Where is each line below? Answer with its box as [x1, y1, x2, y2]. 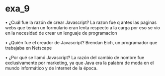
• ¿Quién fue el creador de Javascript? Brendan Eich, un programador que [5, 39, 158, 45]
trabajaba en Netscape [5, 45, 52, 51]
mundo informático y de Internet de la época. [5, 65, 98, 71]
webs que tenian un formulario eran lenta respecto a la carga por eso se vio [5, 24, 161, 30]
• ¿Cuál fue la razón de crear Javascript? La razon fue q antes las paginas [5, 19, 157, 25]
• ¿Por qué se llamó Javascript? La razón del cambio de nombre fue [5, 54, 145, 60]
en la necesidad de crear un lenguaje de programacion [5, 30, 118, 36]
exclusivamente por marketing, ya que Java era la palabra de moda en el [5, 60, 154, 66]
